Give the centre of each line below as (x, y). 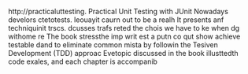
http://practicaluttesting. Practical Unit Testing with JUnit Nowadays (118, 11)
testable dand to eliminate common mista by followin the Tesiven (113, 45)
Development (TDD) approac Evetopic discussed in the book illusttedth (123, 53)
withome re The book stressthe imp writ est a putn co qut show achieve (124, 36)
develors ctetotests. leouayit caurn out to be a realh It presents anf (116, 20)
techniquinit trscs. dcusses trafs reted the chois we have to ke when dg (124, 28)
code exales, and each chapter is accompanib (83, 61)
